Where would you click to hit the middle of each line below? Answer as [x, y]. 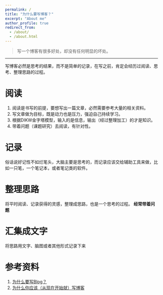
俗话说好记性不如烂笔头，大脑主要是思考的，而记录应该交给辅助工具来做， [79, 162]
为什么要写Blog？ [29, 281]
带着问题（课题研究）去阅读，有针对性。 [52, 126]
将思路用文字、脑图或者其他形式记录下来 [45, 245]
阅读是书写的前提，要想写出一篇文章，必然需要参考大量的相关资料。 [80, 108]
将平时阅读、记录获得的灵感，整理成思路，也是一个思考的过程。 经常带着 [78, 204]
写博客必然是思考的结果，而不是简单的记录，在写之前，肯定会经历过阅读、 [79, 66]
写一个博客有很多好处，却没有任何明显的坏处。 [64, 51]
